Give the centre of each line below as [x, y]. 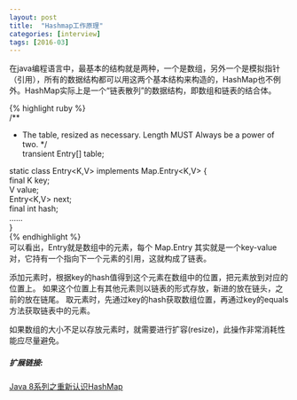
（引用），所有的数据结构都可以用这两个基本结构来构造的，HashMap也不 [141, 80]
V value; [24, 190]
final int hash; [34, 208]
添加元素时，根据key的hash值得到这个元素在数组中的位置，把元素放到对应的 [148, 278]
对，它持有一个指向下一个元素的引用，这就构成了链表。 [110, 259]
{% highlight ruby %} [47, 108]
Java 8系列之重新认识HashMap [66, 387]
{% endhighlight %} [45, 237]
